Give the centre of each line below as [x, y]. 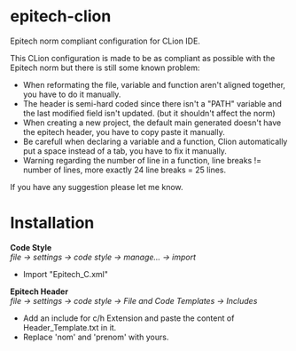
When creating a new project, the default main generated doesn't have [152, 123]
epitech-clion [61, 16]
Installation [52, 223]
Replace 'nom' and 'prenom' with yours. [96, 337]
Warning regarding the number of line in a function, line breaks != [142, 160]
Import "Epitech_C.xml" [66, 274]
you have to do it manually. [72, 94]
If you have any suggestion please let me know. [97, 187]
